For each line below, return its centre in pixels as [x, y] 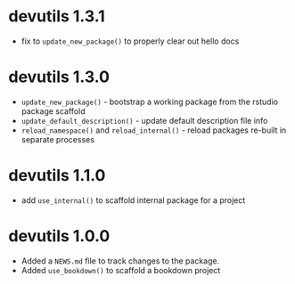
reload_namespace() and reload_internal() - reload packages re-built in [154, 130]
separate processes [58, 139]
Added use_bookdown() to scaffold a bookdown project [121, 270]
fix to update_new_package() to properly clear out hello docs [130, 41]
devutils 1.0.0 [59, 236]
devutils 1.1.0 [57, 176]
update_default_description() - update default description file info [144, 120]
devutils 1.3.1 [57, 16]
